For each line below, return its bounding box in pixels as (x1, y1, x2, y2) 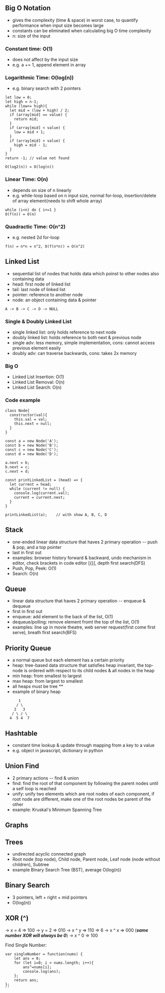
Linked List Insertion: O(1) (12, 374, 64, 380)
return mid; (14, 117, 39, 122)
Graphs (5, 821, 29, 829)
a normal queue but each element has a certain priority (12, 657, 124, 663)
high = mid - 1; (14, 143, 48, 148)
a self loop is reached (12, 785, 57, 791)
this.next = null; (14, 421, 52, 426)
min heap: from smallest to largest (12, 673, 82, 679)
